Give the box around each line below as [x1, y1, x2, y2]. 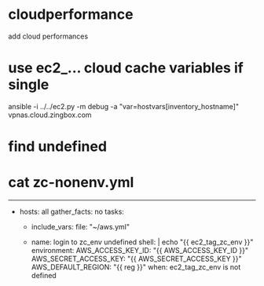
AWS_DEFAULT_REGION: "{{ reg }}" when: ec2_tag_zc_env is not [31, 262, 241, 272]
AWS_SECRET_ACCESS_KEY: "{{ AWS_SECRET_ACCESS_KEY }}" [31, 254, 242, 263]
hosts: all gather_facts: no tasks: [19, 207, 124, 216]
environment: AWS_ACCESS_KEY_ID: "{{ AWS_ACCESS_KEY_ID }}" [31, 246, 249, 255]
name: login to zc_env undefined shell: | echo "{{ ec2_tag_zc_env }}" [31, 237, 254, 247]
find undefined [8, 137, 108, 156]
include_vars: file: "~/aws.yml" [31, 222, 130, 231]
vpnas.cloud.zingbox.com [8, 110, 92, 119]
